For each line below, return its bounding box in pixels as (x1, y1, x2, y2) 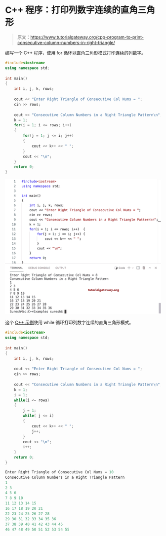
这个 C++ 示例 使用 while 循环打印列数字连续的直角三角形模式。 (5, 319, 134, 326)
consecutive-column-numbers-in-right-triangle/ (17, 39, 115, 45)
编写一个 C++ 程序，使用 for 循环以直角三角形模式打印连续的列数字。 (5, 50, 146, 56)
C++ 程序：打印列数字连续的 (5, 4, 121, 16)
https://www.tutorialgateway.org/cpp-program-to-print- (30, 34, 144, 40)
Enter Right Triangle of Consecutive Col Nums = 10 (5, 469, 114, 474)
